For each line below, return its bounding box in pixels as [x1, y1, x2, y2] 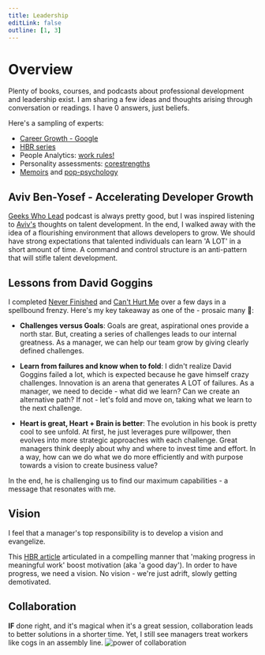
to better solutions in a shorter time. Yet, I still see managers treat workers [8, 629, 248, 638]
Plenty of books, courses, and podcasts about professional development [8, 86, 244, 96]
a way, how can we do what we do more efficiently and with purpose [19, 452, 244, 461]
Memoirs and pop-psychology [19, 168, 118, 177]
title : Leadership [8, 11, 69, 20]
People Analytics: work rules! [19, 151, 115, 160]
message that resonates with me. [8, 484, 117, 494]
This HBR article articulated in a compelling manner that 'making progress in [8, 551, 256, 561]
